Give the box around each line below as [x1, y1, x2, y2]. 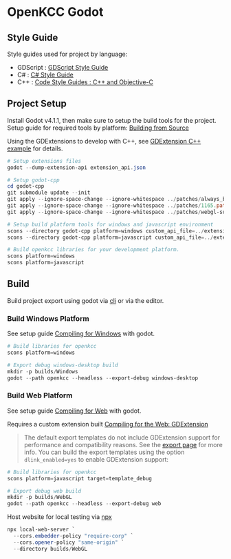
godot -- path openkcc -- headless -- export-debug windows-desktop [7, 374, 198, 382]
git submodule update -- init [7, 189, 91, 197]
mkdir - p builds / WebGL [7, 494, 72, 501]
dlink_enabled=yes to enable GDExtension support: [23, 455, 169, 463]
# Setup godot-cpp [7, 177, 60, 184]
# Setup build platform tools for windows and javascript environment [7, 221, 214, 228]
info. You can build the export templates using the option [23, 448, 185, 456]
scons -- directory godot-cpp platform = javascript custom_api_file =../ [7, 234, 214, 241]
